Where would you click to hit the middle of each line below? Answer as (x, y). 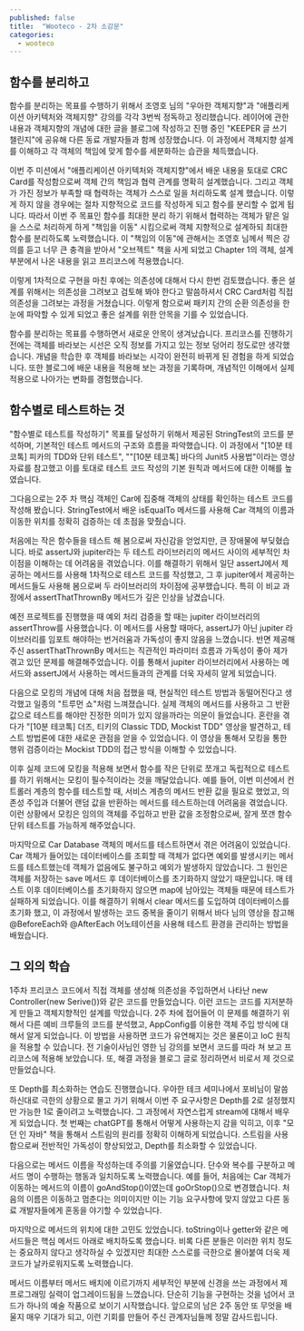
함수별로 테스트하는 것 (67, 411)
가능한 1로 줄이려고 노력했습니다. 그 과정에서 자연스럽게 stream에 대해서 (146, 1111)
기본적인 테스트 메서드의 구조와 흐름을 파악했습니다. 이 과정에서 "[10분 (159, 445)
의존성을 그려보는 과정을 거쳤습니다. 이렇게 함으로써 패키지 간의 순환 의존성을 (145, 303)
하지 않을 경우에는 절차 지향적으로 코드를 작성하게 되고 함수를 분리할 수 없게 (152, 204)
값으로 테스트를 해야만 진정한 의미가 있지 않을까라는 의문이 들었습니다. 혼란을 (145, 715)
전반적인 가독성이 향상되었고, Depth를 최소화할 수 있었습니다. (148, 1145)
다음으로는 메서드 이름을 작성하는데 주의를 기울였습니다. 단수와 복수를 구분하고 (147, 1165)
